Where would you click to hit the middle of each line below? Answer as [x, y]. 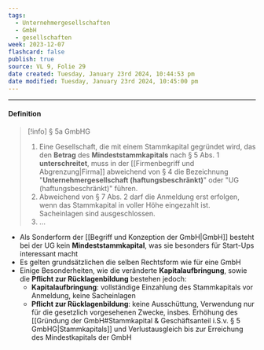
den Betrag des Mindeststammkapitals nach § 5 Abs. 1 [129, 155]
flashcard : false [37, 52]
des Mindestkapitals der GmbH [81, 337]
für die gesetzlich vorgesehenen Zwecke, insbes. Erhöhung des [134, 312]
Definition [25, 114]
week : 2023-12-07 [37, 45]
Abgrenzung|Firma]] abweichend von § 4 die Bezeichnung [134, 171]
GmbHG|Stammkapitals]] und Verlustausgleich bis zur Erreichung [137, 329]
